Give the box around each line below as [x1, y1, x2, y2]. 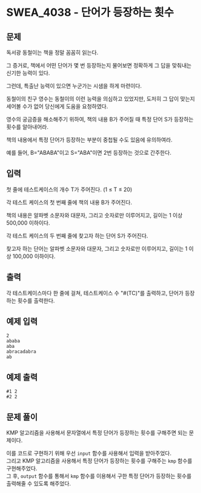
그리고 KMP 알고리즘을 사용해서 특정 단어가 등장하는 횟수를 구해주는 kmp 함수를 [6, 457, 193, 464]
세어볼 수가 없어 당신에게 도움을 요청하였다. [6, 103, 108, 110]
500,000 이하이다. [6, 219, 50, 226]
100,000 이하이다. [12, 253, 56, 260]
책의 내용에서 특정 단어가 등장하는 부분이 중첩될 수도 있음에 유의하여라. [6, 136, 173, 143]
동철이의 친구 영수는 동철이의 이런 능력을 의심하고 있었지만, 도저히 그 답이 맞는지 [6, 95, 196, 102]
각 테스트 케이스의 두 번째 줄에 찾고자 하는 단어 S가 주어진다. [6, 232, 148, 239]
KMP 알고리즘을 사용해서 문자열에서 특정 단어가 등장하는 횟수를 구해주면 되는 [6, 429, 188, 437]
